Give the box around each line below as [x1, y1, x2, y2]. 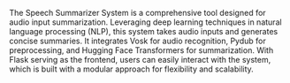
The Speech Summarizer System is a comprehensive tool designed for [9, 8, 267, 18]
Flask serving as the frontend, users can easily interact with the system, [9, 55, 271, 64]
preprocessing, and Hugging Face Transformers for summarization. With [9, 45, 274, 56]
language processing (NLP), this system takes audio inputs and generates [9, 26, 279, 36]
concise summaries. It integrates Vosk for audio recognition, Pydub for [9, 35, 267, 46]
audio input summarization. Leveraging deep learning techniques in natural [9, 17, 282, 27]
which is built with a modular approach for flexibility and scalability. [9, 64, 254, 74]
